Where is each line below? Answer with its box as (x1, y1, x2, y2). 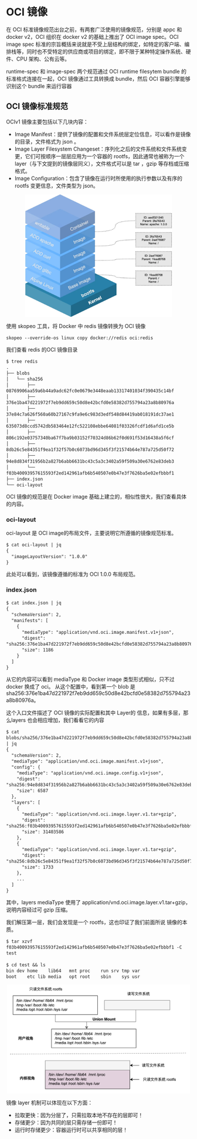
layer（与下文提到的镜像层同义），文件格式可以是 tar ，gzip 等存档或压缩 (14, 160, 189, 167)
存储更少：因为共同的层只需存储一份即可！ (14, 1119, 118, 1126)
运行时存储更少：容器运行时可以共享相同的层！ (14, 1127, 128, 1134)
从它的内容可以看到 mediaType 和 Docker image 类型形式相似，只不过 (6, 676, 175, 683)
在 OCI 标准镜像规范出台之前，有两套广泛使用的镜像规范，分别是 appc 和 (6, 26, 182, 33)
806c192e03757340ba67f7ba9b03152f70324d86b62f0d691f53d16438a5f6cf (6, 435, 175, 441)
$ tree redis (6, 359, 38, 365)
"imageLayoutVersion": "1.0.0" (11, 554, 88, 560)
